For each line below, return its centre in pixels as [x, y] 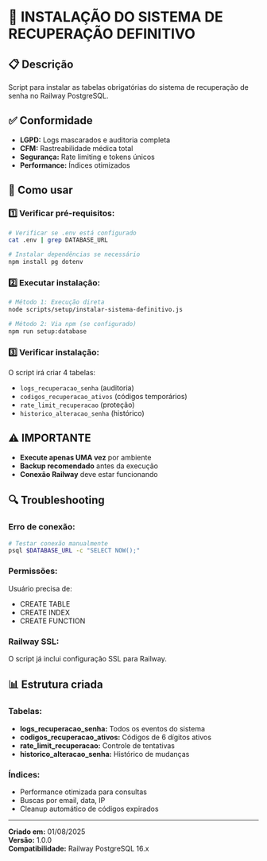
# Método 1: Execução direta [56, 302]
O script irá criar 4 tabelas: [52, 373]
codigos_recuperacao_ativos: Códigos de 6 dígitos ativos [116, 737]
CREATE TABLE [45, 603]
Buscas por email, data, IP [62, 800]
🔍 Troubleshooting [56, 500]
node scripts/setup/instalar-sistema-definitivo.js [95, 310]
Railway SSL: [34, 642]
